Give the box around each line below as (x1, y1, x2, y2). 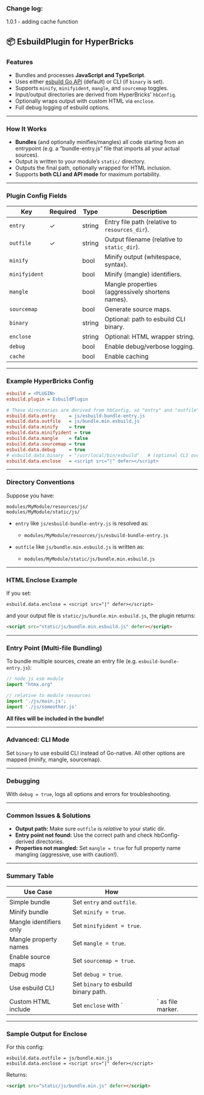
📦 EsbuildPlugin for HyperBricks (6, 36, 134, 47)
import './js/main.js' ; (6, 698, 67, 704)
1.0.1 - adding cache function (6, 18, 78, 26)
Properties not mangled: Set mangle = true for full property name (15, 845, 181, 852)
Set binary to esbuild (72, 980, 132, 988)
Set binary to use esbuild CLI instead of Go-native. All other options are (6, 749, 185, 757)
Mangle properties (104, 280, 157, 288)
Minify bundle (9, 907, 49, 916)
